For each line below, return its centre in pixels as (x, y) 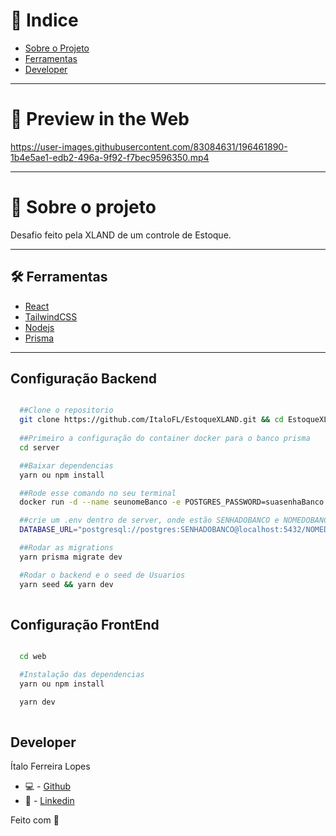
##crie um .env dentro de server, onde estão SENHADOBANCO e (149, 520)
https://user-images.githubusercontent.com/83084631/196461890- (149, 146)
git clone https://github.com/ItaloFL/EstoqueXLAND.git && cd (151, 420)
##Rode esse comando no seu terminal (98, 493)
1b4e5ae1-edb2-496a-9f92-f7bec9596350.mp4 (110, 157)
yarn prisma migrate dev (71, 557)
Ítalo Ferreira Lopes (50, 766)
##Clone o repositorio (66, 410)
